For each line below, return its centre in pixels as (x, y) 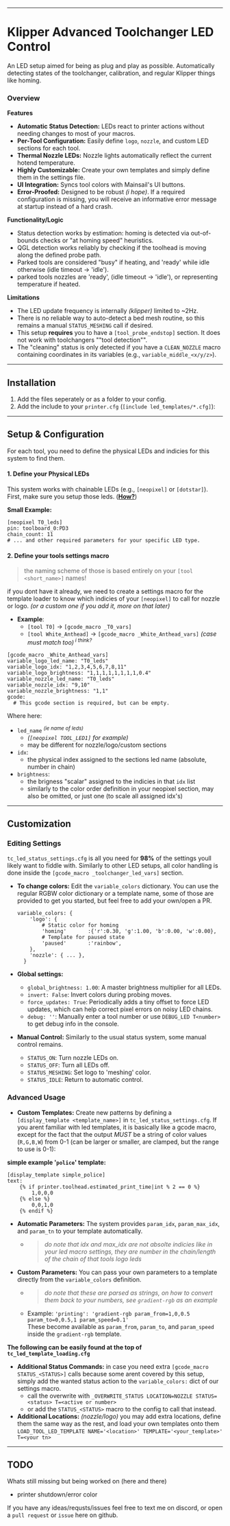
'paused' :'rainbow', (82, 944)
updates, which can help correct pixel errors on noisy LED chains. (120, 1009)
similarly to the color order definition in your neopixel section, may (120, 788)
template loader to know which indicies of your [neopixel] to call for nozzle (114, 599)
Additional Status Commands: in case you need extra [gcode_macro (113, 1366)
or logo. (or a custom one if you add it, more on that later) (89, 606)
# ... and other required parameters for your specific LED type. (104, 541)
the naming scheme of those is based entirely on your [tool (108, 571)
